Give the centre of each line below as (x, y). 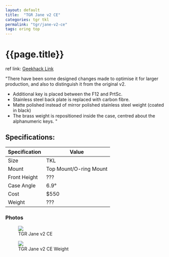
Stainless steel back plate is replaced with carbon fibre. (71, 100)
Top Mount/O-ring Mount (77, 169)
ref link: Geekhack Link (29, 69)
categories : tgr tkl (27, 19)
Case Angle (22, 185)
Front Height (23, 177)
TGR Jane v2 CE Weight (44, 249)
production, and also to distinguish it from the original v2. (66, 84)
